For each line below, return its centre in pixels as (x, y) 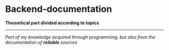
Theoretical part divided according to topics (52, 23)
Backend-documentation (59, 9)
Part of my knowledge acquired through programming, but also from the (80, 37)
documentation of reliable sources (41, 42)
